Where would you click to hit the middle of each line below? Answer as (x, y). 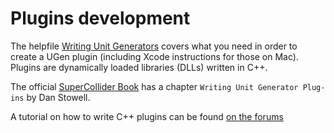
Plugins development (100, 18)
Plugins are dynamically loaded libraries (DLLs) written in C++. (139, 67)
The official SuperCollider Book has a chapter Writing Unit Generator (154, 86)
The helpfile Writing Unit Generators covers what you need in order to (154, 46)
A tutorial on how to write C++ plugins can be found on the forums (147, 116)
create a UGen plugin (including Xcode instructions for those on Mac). (154, 56)
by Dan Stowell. (58, 97)
